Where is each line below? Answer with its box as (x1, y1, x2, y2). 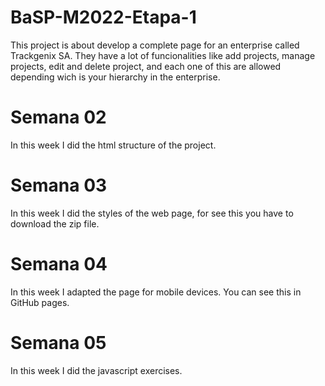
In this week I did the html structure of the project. (10, 139, 217, 151)
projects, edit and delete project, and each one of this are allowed (10, 60, 282, 72)
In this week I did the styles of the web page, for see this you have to (10, 207, 294, 219)
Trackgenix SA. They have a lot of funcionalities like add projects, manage (10, 49, 316, 61)
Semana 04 (10, 253, 108, 275)
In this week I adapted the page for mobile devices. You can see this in (10, 286, 302, 298)
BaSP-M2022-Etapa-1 (10, 6, 197, 29)
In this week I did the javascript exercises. (10, 364, 183, 376)
